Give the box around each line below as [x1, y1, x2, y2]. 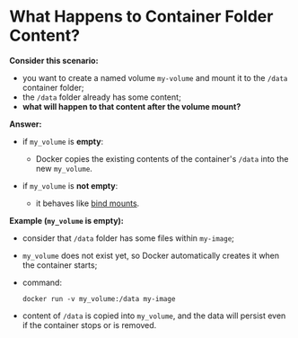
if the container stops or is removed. [22, 319, 157, 330]
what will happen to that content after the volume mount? [22, 101, 241, 111]
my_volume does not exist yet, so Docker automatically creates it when [22, 250, 280, 261]
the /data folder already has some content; [22, 92, 181, 102]
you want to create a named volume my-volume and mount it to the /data [22, 72, 288, 83]
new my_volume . [35, 163, 92, 173]
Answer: [9, 119, 42, 129]
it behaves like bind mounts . [35, 198, 140, 209]
